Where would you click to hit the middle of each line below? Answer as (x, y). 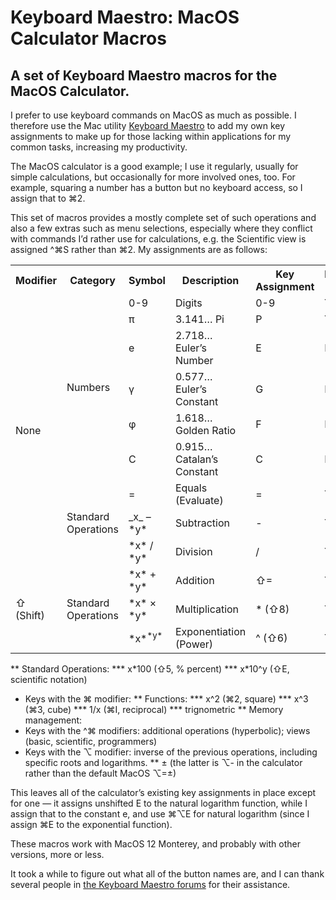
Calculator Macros (88, 38)
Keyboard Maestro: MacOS (125, 17)
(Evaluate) (199, 500)
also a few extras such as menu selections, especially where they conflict (161, 228)
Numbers (88, 387)
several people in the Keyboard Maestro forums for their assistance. (150, 884)
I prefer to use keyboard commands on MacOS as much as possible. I (153, 115)
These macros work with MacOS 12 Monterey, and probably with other (155, 844)
